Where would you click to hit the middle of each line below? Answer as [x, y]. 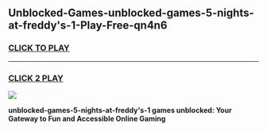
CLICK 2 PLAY [36, 78]
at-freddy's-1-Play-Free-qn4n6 [88, 26]
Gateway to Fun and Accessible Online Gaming [87, 118]
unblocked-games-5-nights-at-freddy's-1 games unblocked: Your [120, 110]
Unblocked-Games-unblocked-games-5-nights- [131, 13]
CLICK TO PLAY [39, 48]
